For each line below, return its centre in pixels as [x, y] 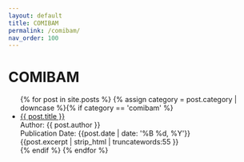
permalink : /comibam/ [44, 30]
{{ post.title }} [42, 117]
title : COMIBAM [34, 23]
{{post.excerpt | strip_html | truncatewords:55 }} [99, 142]
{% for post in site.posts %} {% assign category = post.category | [128, 100]
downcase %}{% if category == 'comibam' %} [96, 108]
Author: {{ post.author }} [60, 125]
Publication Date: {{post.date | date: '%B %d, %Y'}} [105, 133]
